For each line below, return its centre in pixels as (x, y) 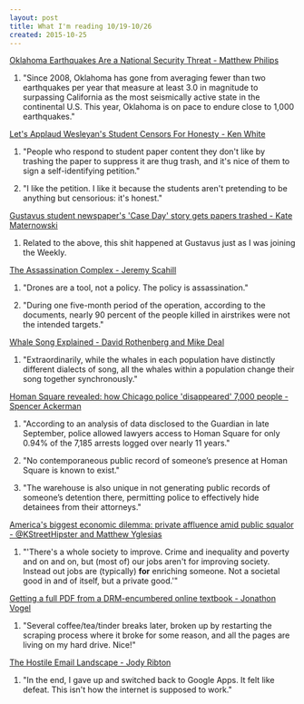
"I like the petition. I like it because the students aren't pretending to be (155, 189)
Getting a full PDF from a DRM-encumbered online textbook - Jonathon (143, 599)
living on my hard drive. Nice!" (79, 645)
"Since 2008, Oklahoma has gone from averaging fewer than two (144, 78)
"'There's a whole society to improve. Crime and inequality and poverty (156, 552)
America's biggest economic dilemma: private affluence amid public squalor (152, 525)
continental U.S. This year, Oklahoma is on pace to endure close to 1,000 (158, 107)
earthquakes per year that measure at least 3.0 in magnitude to (140, 88)
